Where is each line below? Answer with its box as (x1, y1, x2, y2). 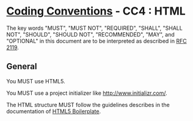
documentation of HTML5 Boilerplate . (6, 108, 101, 115)
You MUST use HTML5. (6, 77, 65, 85)
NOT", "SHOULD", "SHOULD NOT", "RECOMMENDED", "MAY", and (6, 30, 175, 38)
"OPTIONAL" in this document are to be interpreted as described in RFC (6, 37, 188, 44)
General (6, 61, 38, 72)
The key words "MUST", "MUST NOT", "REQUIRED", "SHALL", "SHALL (6, 24, 183, 32)
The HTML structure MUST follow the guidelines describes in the (6, 101, 170, 108)
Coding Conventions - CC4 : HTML (6, 4, 186, 18)
